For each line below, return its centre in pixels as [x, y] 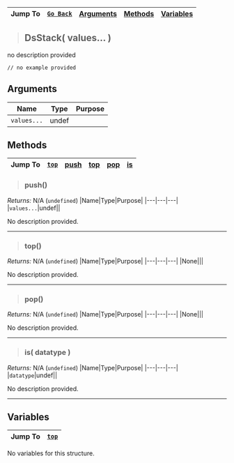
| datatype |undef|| [32, 375]
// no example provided [42, 68]
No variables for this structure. [51, 453]
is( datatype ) [47, 353]
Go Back [60, 14]
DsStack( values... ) [68, 38]
